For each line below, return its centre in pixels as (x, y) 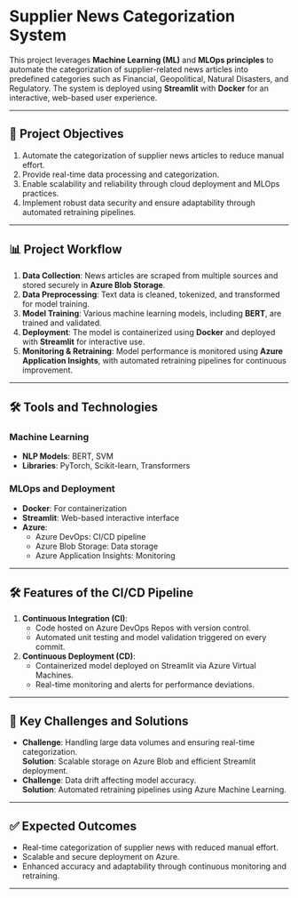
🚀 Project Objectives (67, 134)
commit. (50, 647)
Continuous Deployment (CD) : (78, 656)
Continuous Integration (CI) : (75, 619)
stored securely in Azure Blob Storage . (94, 285)
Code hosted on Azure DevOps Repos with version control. (143, 628)
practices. (40, 193)
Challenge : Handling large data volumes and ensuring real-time (138, 742)
